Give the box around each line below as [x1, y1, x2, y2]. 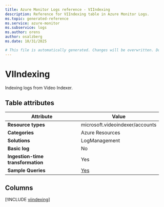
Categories [7, 130, 34, 136]
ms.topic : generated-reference [5, 16, 69, 21]
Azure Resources [81, 130, 121, 136]
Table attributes [5, 98, 55, 107]
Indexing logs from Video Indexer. [5, 85, 73, 91]
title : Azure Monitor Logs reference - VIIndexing [5, 7, 110, 12]
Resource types [7, 121, 45, 128]
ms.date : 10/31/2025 [5, 39, 47, 44]
